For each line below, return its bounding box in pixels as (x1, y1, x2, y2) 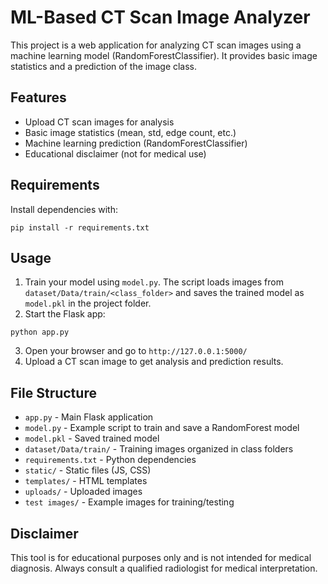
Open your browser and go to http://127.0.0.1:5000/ (24, 345, 248, 357)
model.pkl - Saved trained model (24, 432, 160, 445)
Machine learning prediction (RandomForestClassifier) (24, 137, 248, 149)
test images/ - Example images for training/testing (24, 496, 235, 508)
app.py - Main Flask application (24, 411, 154, 423)
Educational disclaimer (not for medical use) (24, 147, 207, 160)
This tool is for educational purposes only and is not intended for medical (10, 552, 312, 563)
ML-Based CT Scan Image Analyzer (10, 6, 311, 29)
